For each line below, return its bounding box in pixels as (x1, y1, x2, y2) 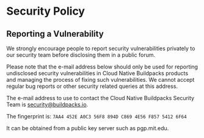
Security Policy (6, 4, 86, 18)
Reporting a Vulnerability (6, 29, 104, 39)
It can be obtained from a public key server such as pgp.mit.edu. (6, 125, 169, 132)
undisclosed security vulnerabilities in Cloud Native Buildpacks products (6, 70, 188, 77)
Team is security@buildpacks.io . (6, 101, 89, 108)
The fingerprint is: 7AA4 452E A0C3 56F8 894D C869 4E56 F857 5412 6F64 (6, 113, 188, 120)
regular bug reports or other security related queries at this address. (6, 82, 178, 90)
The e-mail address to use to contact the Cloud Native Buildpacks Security (6, 95, 194, 101)
